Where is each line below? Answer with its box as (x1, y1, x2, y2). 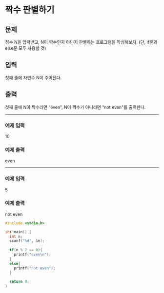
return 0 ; (9, 279, 29, 284)
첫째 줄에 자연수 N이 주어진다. (5, 74, 62, 80)
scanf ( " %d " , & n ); (9, 238, 45, 243)
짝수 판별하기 (5, 4, 55, 16)
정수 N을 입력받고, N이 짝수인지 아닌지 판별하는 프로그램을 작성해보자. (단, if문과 (5, 39, 158, 45)
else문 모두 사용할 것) (5, 45, 46, 51)
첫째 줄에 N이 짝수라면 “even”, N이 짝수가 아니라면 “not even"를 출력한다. (5, 104, 146, 110)
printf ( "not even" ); (14, 266, 56, 271)
